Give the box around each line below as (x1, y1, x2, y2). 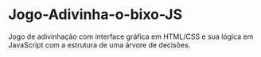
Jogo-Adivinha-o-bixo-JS (8, 6, 183, 24)
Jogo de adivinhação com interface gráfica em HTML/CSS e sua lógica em (8, 32, 254, 41)
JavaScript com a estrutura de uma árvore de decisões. (8, 40, 191, 49)
